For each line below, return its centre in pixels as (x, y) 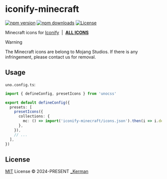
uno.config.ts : (20, 84)
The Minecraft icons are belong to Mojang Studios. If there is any (72, 52)
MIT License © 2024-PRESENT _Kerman (47, 172)
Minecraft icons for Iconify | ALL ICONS (47, 32)
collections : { (34, 117)
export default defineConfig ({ (38, 103)
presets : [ (21, 107)
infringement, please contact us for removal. (50, 57)
